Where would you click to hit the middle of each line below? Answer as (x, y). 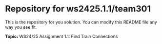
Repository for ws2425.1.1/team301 (78, 9)
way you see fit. (21, 27)
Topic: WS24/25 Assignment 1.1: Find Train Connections (61, 36)
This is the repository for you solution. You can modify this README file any (81, 22)
